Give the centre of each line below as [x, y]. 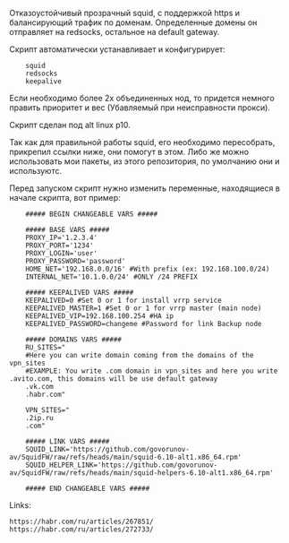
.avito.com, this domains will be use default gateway [114, 379]
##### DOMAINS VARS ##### [74, 340]
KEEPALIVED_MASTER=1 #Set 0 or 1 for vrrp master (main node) [144, 308]
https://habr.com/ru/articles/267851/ [81, 521]
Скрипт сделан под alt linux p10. [70, 125]
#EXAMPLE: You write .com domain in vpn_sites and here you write [152, 371]
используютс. [36, 171]
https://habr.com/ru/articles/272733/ [81, 530]
